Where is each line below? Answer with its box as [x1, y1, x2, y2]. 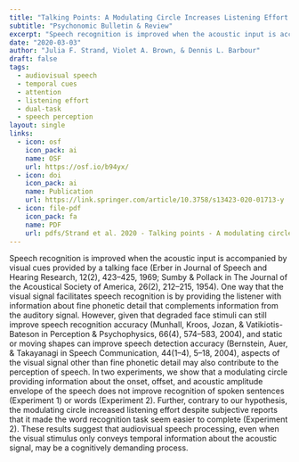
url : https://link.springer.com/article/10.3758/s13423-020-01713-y [25, 195, 285, 205]
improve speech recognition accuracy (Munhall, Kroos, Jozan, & [9, 319, 245, 330]
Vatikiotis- [246, 319, 283, 330]
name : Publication [25, 187, 93, 196]
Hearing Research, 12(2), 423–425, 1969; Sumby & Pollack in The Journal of [9, 272, 287, 283]
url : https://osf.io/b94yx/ [25, 162, 129, 171]
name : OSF [25, 153, 62, 163]
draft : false [9, 54, 58, 63]
